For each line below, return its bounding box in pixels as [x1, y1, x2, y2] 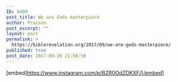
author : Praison [6, 20, 46, 26]
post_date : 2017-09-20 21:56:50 [6, 53, 86, 59]
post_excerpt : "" [6, 25, 49, 31]
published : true [6, 48, 46, 53]
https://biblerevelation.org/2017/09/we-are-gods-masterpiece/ [11, 42, 171, 48]
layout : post [6, 31, 39, 37]
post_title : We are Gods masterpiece [6, 14, 100, 20]
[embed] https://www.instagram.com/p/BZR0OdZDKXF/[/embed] [6, 69, 165, 76]
